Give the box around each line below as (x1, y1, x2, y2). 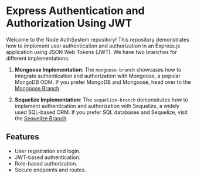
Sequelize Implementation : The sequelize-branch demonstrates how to (14, 96, 189, 103)
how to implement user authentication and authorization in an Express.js (6, 42, 181, 49)
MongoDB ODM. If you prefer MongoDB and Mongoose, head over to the (14, 78, 191, 86)
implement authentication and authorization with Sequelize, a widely (14, 102, 180, 109)
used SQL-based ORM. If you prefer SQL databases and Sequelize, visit (14, 109, 188, 116)
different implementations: (6, 55, 70, 62)
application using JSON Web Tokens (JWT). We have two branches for (6, 48, 177, 55)
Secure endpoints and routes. (14, 166, 87, 173)
